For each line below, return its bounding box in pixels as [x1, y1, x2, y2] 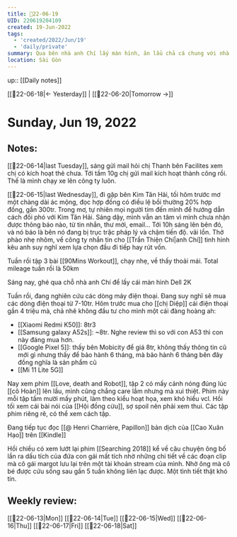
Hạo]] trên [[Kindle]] [7, 430, 67, 439]
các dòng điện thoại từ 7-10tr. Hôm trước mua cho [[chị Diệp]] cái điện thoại [7, 299, 229, 307]
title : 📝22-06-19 [7, 10, 59, 18]
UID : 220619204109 [7, 17, 62, 24]
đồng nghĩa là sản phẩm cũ [17, 358, 97, 366]
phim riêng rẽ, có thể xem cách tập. [7, 409, 111, 418]
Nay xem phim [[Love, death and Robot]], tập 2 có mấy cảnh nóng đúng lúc [7, 379, 228, 388]
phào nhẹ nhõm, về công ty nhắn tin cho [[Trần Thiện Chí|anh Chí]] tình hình [7, 235, 230, 244]
